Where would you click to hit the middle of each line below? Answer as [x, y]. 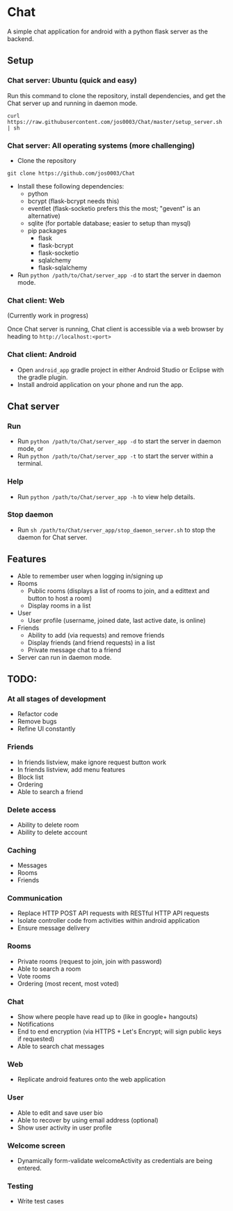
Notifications [35, 1024]
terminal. [30, 464]
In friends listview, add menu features [71, 769]
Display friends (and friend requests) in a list [91, 642]
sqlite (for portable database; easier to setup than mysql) [109, 223]
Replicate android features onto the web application [91, 1079]
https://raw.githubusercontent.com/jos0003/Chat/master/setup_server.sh [115, 122]
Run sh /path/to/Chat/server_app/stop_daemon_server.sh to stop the [116, 530]
